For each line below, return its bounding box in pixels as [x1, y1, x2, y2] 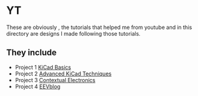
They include [6, 48, 57, 58]
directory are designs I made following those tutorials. [6, 30, 141, 37]
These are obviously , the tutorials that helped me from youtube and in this [6, 24, 193, 31]
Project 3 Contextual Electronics [15, 76, 96, 83]
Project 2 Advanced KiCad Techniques [15, 70, 112, 77]
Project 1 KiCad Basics [15, 63, 71, 71]
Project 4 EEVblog [15, 83, 61, 90]
